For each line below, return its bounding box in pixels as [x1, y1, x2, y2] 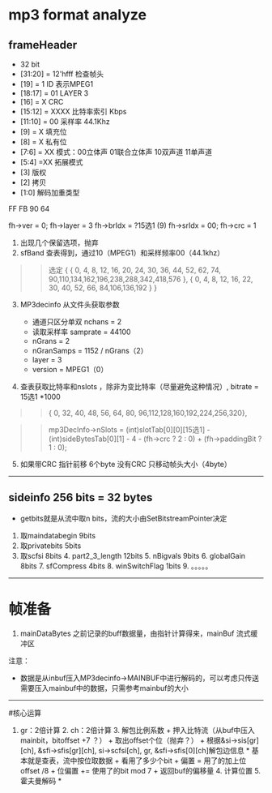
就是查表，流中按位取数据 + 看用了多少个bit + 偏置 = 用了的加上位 [27, 756, 247, 765]
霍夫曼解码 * [19, 776, 62, 786]
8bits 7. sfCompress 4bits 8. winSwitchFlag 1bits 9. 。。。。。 [19, 561, 213, 571]
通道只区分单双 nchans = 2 [32, 317, 122, 326]
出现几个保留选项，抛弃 [19, 238, 99, 247]
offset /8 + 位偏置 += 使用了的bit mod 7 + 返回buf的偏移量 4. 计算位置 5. [19, 765, 261, 775]
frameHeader [8, 38, 78, 52]
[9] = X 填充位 [19, 127, 67, 136]
